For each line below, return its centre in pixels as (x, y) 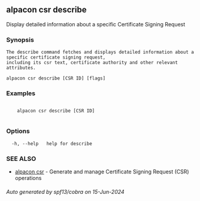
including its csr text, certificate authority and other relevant (92, 63)
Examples (21, 93)
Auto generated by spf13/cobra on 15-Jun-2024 (65, 191)
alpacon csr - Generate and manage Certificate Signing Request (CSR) (102, 172)
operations (28, 178)
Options (18, 131)
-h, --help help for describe (52, 144)
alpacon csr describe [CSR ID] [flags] (56, 78)
